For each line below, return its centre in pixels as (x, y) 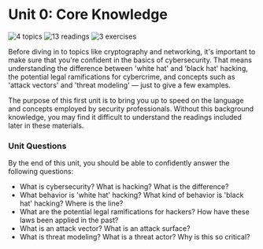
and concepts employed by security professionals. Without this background (131, 109)
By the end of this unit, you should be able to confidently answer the (119, 163)
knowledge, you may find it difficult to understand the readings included (125, 117)
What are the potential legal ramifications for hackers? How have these (134, 212)
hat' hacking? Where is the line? (71, 203)
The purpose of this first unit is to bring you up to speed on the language (126, 100)
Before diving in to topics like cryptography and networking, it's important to (132, 51)
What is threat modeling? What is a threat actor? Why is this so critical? (135, 237)
